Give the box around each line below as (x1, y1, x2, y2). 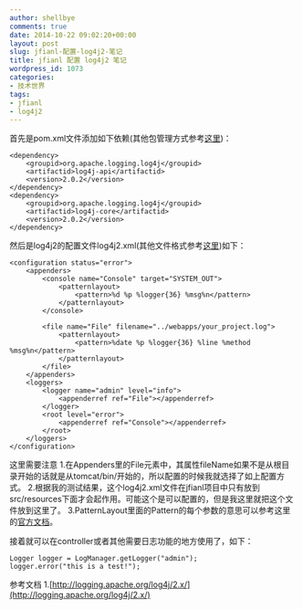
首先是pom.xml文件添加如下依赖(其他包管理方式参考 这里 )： (9, 133, 232, 144)
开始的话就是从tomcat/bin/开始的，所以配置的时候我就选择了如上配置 (16, 471, 277, 482)
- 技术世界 (9, 81, 46, 90)
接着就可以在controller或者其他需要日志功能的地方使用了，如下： (9, 536, 254, 547)
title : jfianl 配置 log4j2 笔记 (9, 56, 128, 65)
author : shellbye (9, 13, 76, 23)
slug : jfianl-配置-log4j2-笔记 (9, 47, 123, 57)
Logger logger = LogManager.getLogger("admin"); (9, 554, 198, 563)
